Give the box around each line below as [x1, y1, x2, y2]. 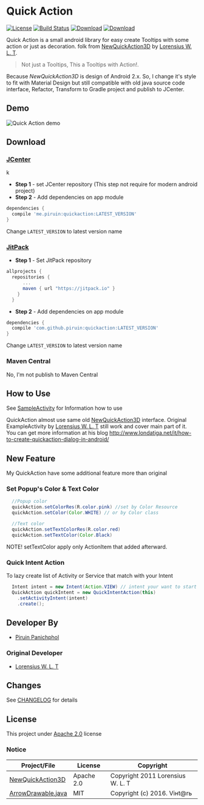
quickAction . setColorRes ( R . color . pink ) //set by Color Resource [12, 504, 178, 510]
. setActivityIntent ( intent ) [17, 595, 88, 601]
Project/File [21, 761, 56, 770]
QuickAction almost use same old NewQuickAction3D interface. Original [6, 416, 187, 424]
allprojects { [6, 269, 42, 275]
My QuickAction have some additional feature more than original [6, 469, 168, 477]
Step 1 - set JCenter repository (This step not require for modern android [15, 181, 198, 188]
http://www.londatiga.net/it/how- [109, 429, 192, 437]
